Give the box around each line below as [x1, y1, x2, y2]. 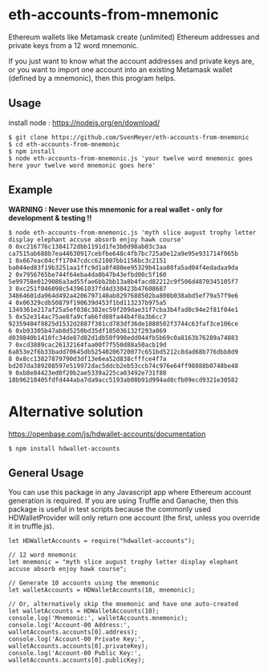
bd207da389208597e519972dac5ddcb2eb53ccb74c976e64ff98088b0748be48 [8, 362, 239, 370]
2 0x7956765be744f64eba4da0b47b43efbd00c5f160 [8, 270, 167, 278]
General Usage [8, 466, 84, 480]
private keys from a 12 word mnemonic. [8, 40, 139, 50]
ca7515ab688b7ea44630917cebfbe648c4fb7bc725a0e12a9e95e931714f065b [8, 249, 239, 257]
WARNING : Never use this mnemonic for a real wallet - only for [8, 204, 223, 214]
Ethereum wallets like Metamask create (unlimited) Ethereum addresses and [8, 32, 260, 42]
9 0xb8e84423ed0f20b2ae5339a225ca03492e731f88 [8, 369, 167, 377]
